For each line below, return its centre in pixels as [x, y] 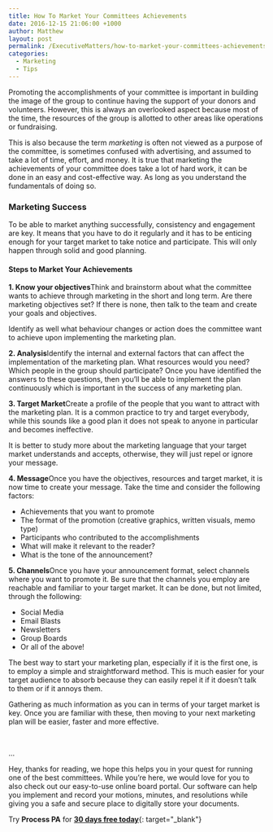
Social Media [42, 612]
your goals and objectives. [53, 313]
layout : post [30, 39]
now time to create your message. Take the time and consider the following [134, 487]
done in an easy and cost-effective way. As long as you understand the [128, 177]
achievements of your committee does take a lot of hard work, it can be [128, 169]
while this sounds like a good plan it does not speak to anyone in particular [133, 421]
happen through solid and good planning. [78, 251]
